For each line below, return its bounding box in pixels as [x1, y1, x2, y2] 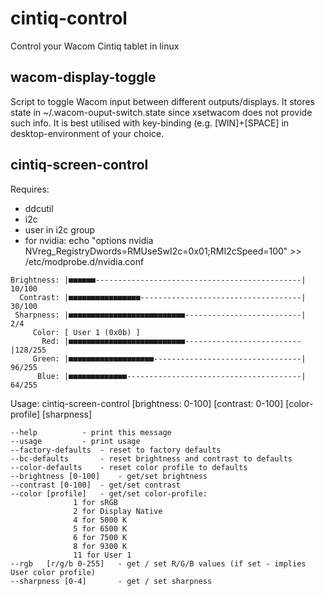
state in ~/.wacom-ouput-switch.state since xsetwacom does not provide [10, 106, 313, 118]
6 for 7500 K [73, 532, 128, 542]
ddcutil [24, 202, 54, 214]
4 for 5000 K [73, 515, 128, 525]
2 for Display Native [73, 506, 163, 516]
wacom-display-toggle [10, 69, 157, 86]
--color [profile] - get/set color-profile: [10, 488, 208, 499]
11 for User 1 [73, 550, 132, 560]
